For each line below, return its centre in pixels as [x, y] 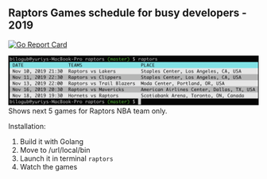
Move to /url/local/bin [55, 150]
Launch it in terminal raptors [66, 158]
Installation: [27, 127]
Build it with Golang [52, 142]
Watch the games [48, 167]
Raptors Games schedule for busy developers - [128, 13]
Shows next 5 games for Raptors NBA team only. [88, 111]
